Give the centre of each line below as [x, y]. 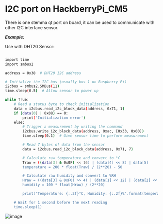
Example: [15, 37]
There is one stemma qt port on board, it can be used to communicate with [80, 22]
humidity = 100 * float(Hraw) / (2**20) [64, 185]
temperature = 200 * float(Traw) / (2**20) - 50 [73, 167]
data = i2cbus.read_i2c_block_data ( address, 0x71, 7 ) [78, 149]
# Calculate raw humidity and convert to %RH [69, 176]
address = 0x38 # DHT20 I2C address [43, 73]
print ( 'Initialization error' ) [54, 118]
